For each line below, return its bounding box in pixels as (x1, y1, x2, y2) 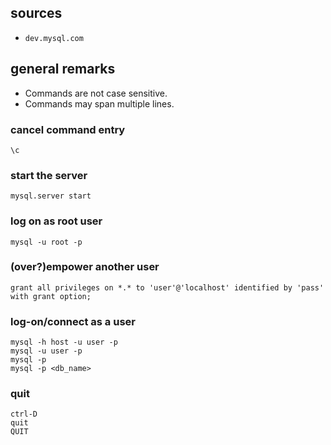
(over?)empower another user (10, 260, 160, 274)
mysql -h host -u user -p (10, 337, 118, 348)
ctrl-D (10, 409, 38, 420)
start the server (10, 168, 88, 182)
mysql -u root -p (10, 237, 83, 247)
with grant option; (10, 291, 92, 301)
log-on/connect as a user (10, 314, 136, 328)
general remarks (10, 61, 116, 78)
